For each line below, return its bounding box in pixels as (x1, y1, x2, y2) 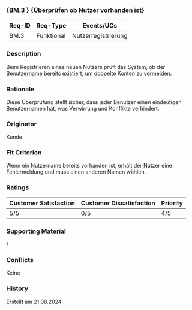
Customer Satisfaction (9, 199, 75, 207)
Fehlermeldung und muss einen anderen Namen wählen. (6, 168, 146, 175)
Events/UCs (82, 22, 118, 30)
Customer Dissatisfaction (80, 199, 156, 207)
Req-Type (36, 22, 67, 30)
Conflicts (6, 256, 34, 264)
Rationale (6, 85, 35, 93)
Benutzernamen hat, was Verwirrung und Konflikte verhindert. (6, 105, 160, 112)
